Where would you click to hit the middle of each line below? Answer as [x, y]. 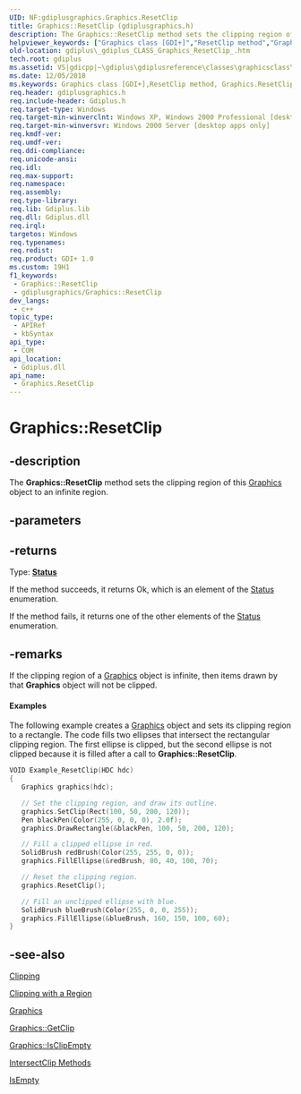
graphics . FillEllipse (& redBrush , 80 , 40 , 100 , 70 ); [120, 861]
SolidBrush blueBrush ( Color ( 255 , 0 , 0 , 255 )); [110, 910]
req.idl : [26, 167]
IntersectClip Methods [50, 1063]
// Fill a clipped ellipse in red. [87, 844]
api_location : [36, 359]
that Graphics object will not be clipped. [83, 685]
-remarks [36, 654]
